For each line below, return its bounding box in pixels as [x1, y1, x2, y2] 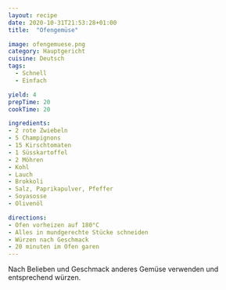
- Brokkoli [8, 178, 44, 186]
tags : [8, 62, 26, 71]
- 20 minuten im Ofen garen [8, 243, 100, 251]
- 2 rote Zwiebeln [8, 127, 68, 135]
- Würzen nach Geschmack [8, 236, 89, 244]
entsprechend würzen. [8, 273, 81, 282]
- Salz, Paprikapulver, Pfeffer [8, 185, 113, 193]
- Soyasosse [8, 193, 47, 201]
